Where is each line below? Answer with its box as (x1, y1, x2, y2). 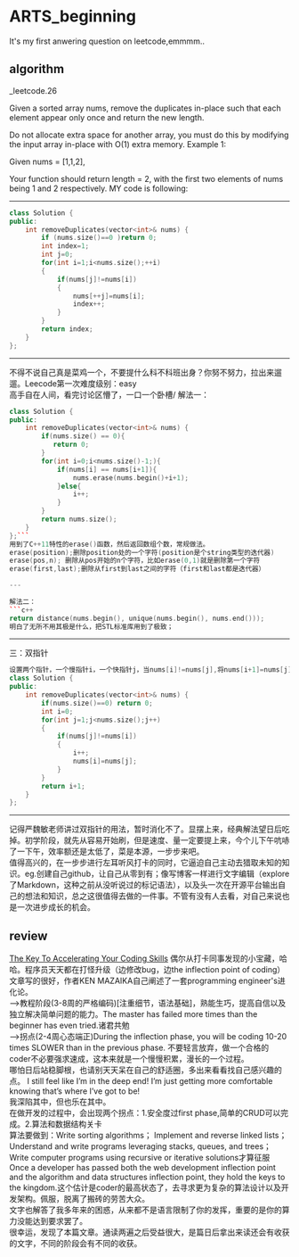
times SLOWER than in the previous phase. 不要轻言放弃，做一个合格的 (9, 1042, 270, 1054)
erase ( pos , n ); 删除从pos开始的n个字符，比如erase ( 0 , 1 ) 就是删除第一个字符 (9, 556, 261, 566)
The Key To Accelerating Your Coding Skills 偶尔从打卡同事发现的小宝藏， (9, 953, 280, 964)
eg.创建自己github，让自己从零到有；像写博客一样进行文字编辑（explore (24, 868, 290, 880)
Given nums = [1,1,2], (9, 156, 86, 167)
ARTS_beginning (9, 6, 136, 27)
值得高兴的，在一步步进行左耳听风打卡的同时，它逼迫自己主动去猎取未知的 (9, 857, 282, 868)
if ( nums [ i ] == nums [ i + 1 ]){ (56, 465, 158, 474)
